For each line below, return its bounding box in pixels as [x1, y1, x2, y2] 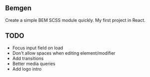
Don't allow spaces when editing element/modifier [12, 50, 116, 56]
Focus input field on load [12, 45, 64, 51]
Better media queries [12, 61, 56, 67]
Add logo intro [12, 66, 42, 72]
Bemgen [5, 4, 32, 12]
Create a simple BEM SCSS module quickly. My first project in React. [5, 17, 146, 23]
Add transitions [12, 55, 44, 61]
